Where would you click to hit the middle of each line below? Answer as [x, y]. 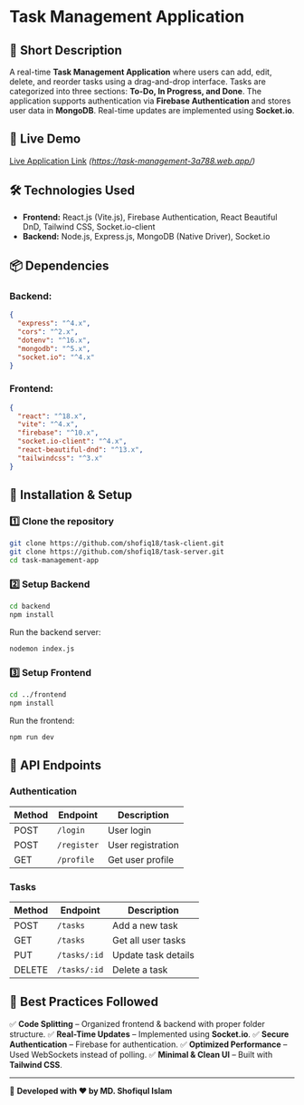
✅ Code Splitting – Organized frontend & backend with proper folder [137, 1023]
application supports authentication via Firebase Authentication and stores [150, 101]
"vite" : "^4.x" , [48, 425]
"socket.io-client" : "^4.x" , [72, 442]
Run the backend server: [55, 632]
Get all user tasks [149, 940]
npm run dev [32, 738]
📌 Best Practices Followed [84, 1002]
